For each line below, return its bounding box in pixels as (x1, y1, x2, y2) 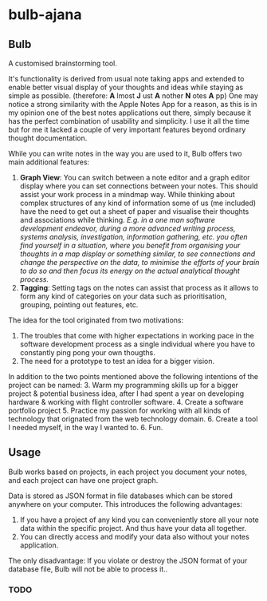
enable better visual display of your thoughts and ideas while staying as (8, 82, 244, 92)
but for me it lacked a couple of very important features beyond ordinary (8, 125, 246, 134)
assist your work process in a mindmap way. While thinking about (19, 190, 235, 199)
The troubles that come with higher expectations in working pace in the (19, 331, 255, 340)
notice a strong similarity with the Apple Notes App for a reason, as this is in (8, 100, 257, 109)
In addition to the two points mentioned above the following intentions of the (8, 372, 259, 381)
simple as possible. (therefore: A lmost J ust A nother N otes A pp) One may (8, 91, 259, 101)
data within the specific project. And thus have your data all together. (19, 523, 247, 532)
